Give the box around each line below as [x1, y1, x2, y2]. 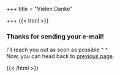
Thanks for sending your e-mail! [6, 32, 104, 40]
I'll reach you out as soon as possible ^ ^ [6, 46, 108, 54]
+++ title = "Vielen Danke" [6, 5, 73, 12]
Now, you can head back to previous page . [6, 53, 114, 60]
